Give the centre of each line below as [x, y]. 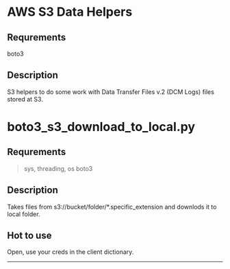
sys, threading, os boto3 [58, 168]
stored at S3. [25, 99]
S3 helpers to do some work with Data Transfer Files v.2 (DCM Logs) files [111, 92]
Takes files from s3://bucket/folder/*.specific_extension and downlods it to [112, 207]
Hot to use [29, 236]
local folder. [24, 214]
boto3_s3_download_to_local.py [101, 127]
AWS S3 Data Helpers [70, 12]
